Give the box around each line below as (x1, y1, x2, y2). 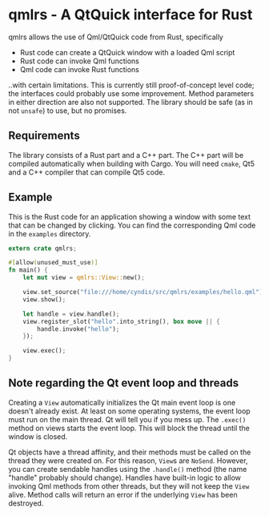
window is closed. (8, 431, 68, 441)
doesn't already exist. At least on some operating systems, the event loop (8, 406, 251, 416)
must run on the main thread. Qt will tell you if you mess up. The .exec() (8, 414, 247, 424)
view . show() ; (22, 295, 66, 304)
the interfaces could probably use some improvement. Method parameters (8, 88, 255, 98)
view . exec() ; (22, 347, 66, 355)
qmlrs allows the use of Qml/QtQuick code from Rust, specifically (8, 32, 224, 42)
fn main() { (8, 266, 48, 274)
